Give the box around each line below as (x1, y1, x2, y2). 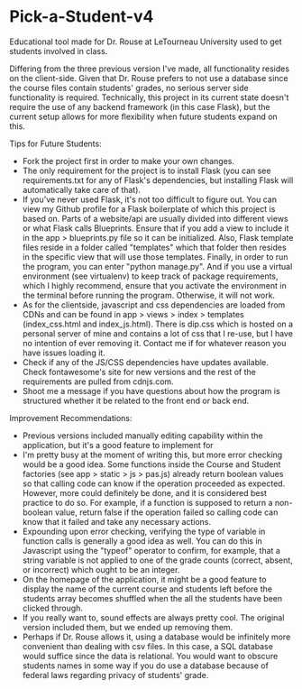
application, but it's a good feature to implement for (22, 439, 214, 450)
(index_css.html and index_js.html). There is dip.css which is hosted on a (22, 318, 294, 329)
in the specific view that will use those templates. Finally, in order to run (22, 251, 288, 262)
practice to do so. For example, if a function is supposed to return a (22, 497, 273, 508)
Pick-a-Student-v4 (9, 6, 154, 27)
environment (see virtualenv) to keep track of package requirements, (22, 271, 279, 281)
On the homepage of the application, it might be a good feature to (22, 574, 267, 584)
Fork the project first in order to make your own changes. (22, 155, 235, 166)
